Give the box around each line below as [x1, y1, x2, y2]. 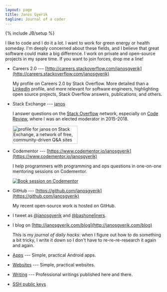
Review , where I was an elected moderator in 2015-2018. [12, 116, 129, 122]
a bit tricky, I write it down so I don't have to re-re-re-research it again [12, 237, 156, 243]
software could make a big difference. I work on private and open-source [5, 50, 156, 56]
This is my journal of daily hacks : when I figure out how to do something [12, 232, 161, 238]
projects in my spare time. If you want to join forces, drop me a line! [5, 56, 144, 62]
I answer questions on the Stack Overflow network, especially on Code [12, 110, 159, 116]
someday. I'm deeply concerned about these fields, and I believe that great [5, 45, 160, 51]
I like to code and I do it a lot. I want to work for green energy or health [5, 40, 150, 46]
